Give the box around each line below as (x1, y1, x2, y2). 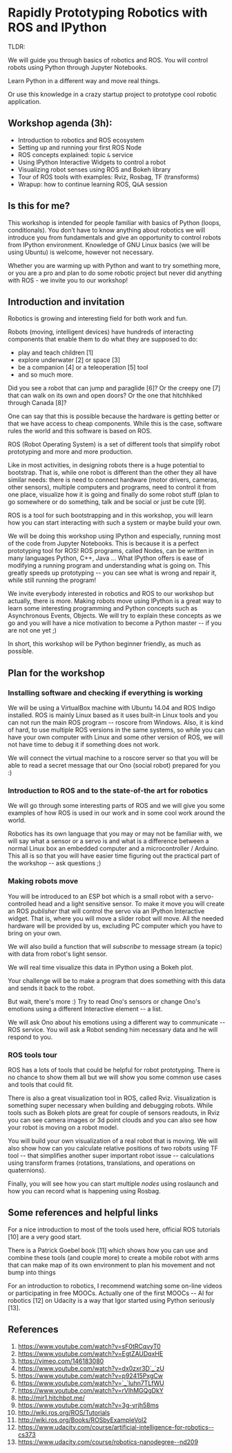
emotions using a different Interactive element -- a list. (8, 1004, 163, 1013)
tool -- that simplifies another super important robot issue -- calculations (8, 1151, 215, 1159)
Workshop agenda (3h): (8, 118, 113, 129)
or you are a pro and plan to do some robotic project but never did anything (8, 269, 222, 277)
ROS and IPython (8, 19, 107, 35)
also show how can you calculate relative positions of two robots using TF (8, 1144, 218, 1152)
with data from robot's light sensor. (8, 950, 108, 958)
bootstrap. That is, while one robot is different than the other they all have (8, 469, 217, 477)
